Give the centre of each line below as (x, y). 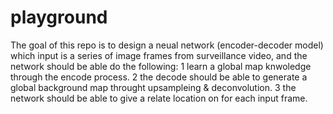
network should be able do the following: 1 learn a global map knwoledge (161, 66)
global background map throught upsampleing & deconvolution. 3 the (153, 87)
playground (59, 17)
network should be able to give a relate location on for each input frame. (159, 98)
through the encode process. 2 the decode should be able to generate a (159, 77)
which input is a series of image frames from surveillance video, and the (159, 55)
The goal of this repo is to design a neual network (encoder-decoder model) (167, 45)
